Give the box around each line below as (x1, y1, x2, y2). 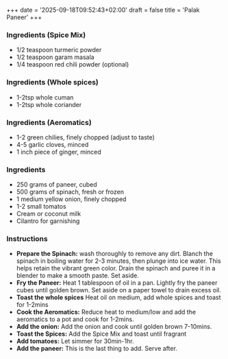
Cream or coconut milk (16, 209, 81, 218)
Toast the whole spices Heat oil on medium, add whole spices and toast (16, 293, 221, 301)
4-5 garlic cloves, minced (16, 140, 89, 148)
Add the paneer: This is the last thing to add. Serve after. (16, 345, 177, 353)
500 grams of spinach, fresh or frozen (16, 188, 125, 196)
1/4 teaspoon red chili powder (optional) (16, 60, 129, 69)
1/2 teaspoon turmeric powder (16, 46, 102, 54)
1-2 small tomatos (16, 202, 66, 211)
